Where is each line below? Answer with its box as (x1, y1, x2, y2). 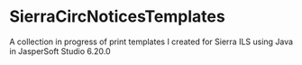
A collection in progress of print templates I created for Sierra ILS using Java (9, 36, 294, 47)
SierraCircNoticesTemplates (9, 6, 225, 27)
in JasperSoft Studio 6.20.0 (9, 45, 111, 56)
